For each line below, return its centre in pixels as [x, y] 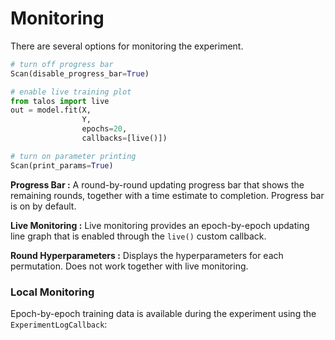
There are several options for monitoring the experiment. [127, 46]
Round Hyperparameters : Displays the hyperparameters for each [147, 255]
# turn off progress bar [62, 64]
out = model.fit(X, [51, 110]
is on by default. [43, 206]
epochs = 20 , [104, 129]
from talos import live [60, 101]
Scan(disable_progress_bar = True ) [80, 73]
